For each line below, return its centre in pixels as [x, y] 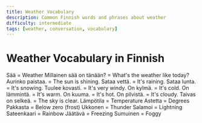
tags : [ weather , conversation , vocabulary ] [62, 29]
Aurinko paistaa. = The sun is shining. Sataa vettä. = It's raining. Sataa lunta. [101, 81]
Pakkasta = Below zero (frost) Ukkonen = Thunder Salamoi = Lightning [94, 107]
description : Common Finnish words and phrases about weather [86, 17]
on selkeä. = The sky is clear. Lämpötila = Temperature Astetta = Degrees [98, 101]
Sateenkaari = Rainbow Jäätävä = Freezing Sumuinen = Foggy [84, 114]
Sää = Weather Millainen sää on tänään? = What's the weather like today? [98, 75]
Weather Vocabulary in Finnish [86, 58]
